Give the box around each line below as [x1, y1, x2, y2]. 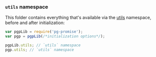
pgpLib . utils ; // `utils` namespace [5, 43, 81, 48]
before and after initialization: [5, 20, 65, 26]
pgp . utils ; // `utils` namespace [5, 47, 74, 52]
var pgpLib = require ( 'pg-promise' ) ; [5, 29, 83, 34]
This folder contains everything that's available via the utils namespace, [5, 15, 152, 21]
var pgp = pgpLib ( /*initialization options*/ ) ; [5, 34, 105, 39]
